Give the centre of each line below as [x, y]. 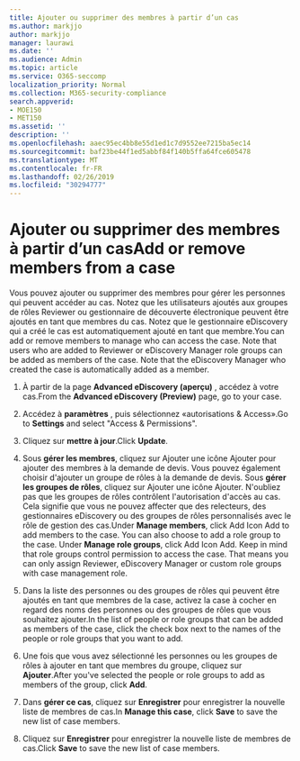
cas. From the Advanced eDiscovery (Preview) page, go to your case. [152, 396]
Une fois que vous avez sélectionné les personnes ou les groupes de [150, 656]
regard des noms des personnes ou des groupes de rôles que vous [146, 610]
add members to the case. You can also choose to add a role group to [151, 535]
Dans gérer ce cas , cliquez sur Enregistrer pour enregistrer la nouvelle [154, 702]
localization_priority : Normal [68, 85]
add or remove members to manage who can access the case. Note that [143, 341]
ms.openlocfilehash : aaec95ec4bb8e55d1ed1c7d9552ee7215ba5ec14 [130, 143]
